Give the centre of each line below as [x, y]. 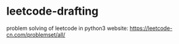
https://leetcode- [151, 28]
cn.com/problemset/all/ [36, 34]
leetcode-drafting [52, 11]
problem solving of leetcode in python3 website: [67, 28]
